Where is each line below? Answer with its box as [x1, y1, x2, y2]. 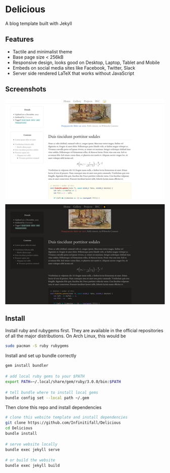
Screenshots [5, 85, 47, 93]
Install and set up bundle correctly [5, 353, 77, 359]
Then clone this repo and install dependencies [5, 404, 102, 411]
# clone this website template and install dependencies [5, 415, 128, 420]
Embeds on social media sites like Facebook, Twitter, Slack [12, 65, 136, 71]
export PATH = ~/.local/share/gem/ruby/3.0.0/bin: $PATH [5, 379, 121, 384]
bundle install [5, 431, 37, 436]
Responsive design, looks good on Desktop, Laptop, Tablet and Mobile [12, 59, 160, 66]
